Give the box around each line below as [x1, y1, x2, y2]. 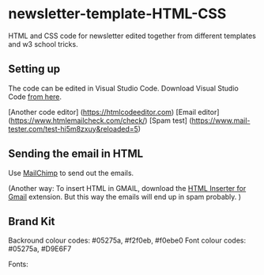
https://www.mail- [191, 116, 251, 125]
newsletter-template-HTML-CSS [8, 5, 227, 23]
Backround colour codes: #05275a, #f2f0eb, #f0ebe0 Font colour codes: [8, 235, 247, 246]
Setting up [8, 63, 61, 76]
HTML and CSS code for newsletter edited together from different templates [8, 31, 257, 40]
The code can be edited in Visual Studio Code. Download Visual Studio [8, 83, 239, 93]
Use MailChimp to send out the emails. [8, 168, 134, 178]
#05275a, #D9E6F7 [8, 244, 72, 254]
